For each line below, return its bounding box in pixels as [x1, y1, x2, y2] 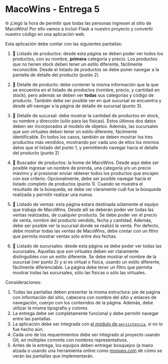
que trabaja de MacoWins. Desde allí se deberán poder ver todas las [12, 207, 154, 213]
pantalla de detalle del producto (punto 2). [12, 72, 100, 78]
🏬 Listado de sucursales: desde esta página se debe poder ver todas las [12, 243, 162, 249]
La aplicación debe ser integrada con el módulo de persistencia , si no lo [12, 321, 163, 327]
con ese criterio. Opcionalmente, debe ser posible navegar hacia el [12, 175, 151, 181]
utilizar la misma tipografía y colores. [12, 305, 89, 311]
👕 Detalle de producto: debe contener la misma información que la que [12, 81, 159, 87]
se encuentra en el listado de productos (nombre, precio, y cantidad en [12, 87, 159, 93]
